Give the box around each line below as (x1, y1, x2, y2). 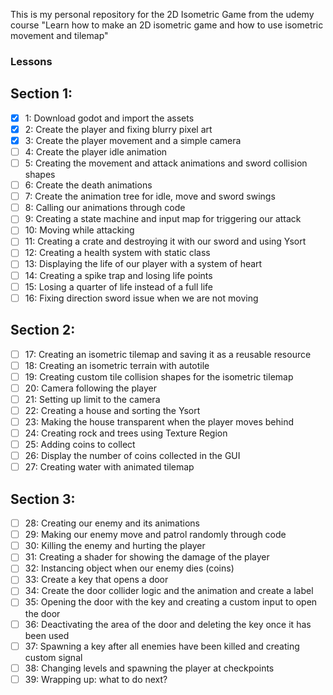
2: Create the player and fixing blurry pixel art (24, 123, 213, 135)
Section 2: (10, 322, 76, 339)
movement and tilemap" (10, 30, 109, 41)
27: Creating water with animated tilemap (24, 461, 195, 473)
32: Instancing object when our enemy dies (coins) (24, 562, 235, 574)
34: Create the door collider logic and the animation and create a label (24, 585, 314, 597)
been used (24, 629, 70, 641)
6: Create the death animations (24, 179, 153, 191)
